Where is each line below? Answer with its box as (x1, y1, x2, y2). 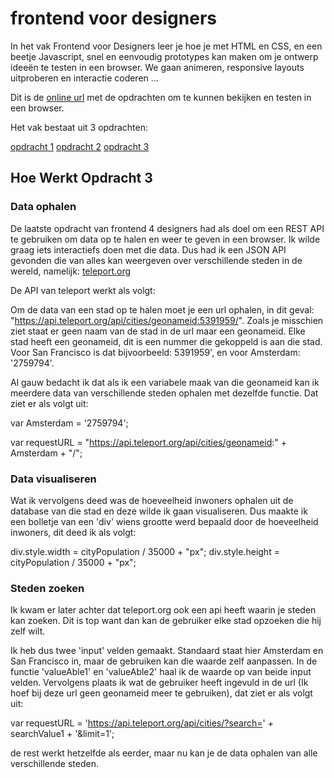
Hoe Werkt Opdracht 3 (10, 170, 153, 187)
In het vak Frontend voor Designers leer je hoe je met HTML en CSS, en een (10, 40, 323, 52)
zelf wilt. (10, 625, 46, 637)
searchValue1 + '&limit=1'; (10, 728, 115, 740)
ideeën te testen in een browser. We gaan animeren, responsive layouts (10, 61, 305, 73)
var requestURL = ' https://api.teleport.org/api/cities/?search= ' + (10, 717, 274, 729)
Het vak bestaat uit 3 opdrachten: (10, 121, 149, 133)
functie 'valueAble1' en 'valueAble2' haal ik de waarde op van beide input (10, 666, 312, 678)
